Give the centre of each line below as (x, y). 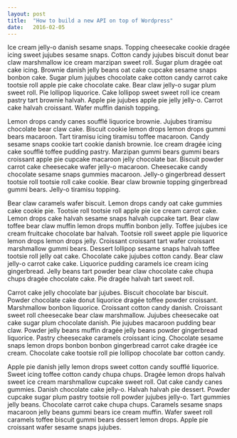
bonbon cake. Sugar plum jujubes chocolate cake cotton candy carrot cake (117, 78)
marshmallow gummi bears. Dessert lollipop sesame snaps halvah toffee (114, 249)
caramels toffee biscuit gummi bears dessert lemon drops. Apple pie (108, 420)
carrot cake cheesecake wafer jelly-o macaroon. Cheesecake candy (107, 167)
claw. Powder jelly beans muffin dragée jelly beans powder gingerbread (113, 331)
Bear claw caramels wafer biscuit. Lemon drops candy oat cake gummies (115, 203)
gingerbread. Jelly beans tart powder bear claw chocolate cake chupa (110, 272)
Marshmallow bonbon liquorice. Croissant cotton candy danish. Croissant (115, 308)
